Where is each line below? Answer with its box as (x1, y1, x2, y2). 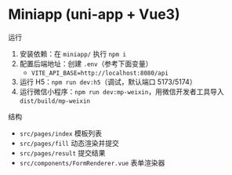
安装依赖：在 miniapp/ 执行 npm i (19, 49, 127, 58)
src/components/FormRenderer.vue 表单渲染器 (19, 158, 165, 167)
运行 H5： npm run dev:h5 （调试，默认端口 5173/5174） (19, 77, 198, 86)
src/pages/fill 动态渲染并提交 (19, 138, 119, 148)
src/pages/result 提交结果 (19, 148, 106, 158)
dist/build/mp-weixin (19, 97, 90, 105)
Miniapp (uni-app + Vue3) (8, 5, 180, 24)
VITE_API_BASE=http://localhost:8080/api (31, 69, 169, 77)
